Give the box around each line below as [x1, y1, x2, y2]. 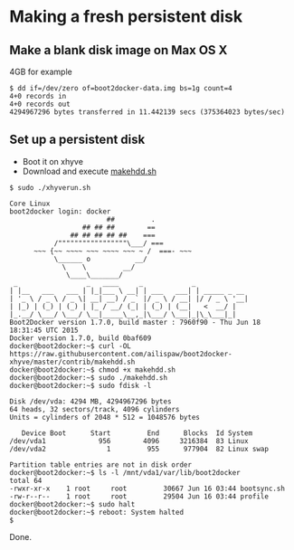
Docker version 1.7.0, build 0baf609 [9, 333, 152, 343]
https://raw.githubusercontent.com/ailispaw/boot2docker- [9, 349, 232, 358]
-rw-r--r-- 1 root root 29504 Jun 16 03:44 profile [9, 491, 270, 501]
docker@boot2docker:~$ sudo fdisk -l [9, 381, 152, 390]
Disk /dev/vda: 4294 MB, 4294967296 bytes [9, 396, 172, 406]
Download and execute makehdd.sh [22, 166, 156, 176]
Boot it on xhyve [22, 156, 84, 166]
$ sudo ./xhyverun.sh [9, 183, 91, 192]
